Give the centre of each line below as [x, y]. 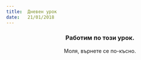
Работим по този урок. [100, 38]
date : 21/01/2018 [30, 17]
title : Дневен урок [32, 12]
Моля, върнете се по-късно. [100, 50]
